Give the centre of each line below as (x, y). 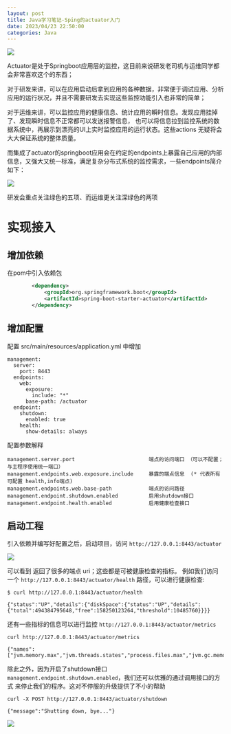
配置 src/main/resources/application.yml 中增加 (74, 346)
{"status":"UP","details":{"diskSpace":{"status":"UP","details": (104, 605)
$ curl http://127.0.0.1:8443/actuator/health (75, 593)
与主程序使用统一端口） (35, 467)
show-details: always (56, 431)
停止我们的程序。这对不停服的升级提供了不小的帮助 (93, 686)
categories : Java (32, 33)
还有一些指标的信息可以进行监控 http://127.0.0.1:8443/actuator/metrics (112, 624)
